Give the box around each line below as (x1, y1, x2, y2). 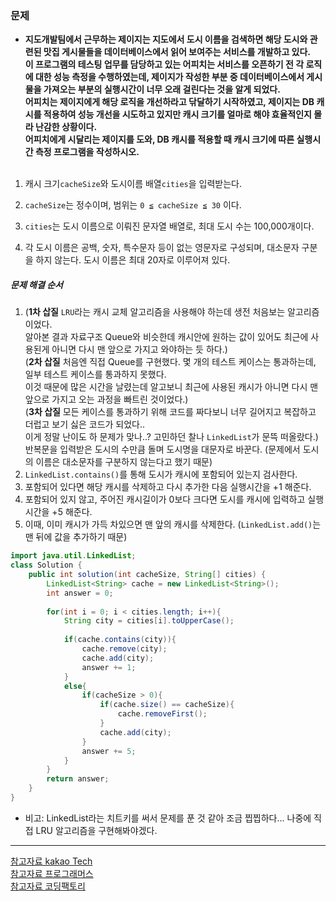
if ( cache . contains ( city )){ (63, 635, 177, 645)
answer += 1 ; (81, 662, 137, 672)
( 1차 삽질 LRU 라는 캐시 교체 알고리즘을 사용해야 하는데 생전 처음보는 (24, 306, 286, 318)
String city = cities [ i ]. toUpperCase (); (63, 616, 235, 626)
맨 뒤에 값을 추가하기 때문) (24, 531, 128, 543)
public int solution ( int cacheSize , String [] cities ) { (28, 570, 267, 580)
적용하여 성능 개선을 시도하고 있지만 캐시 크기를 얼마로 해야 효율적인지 (43, 108, 312, 121)
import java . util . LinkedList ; (10, 551, 137, 561)
